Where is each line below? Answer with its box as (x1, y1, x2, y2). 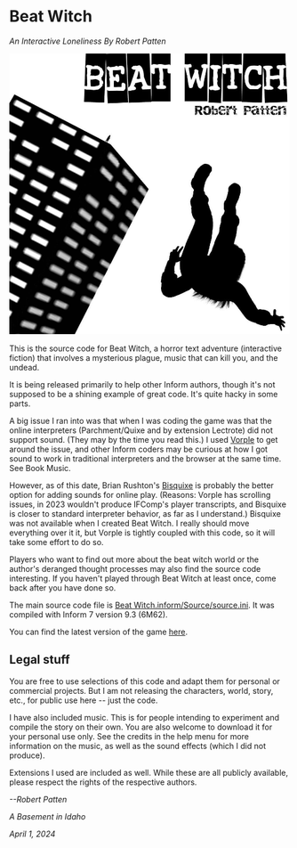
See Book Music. (9, 462, 71, 473)
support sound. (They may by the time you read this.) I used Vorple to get (9, 434, 278, 444)
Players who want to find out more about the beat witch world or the (9, 554, 260, 565)
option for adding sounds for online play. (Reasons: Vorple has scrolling (9, 489, 271, 500)
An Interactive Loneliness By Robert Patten (9, 36, 166, 46)
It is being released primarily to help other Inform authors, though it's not (9, 379, 276, 389)
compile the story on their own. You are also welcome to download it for (9, 722, 273, 732)
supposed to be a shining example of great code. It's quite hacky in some (9, 388, 278, 399)
